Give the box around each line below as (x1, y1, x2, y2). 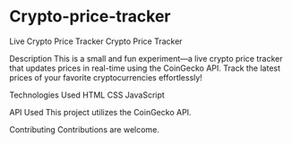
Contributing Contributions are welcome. (9, 123, 159, 135)
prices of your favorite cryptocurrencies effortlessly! (9, 72, 203, 82)
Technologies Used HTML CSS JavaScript (9, 89, 166, 100)
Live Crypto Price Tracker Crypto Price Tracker (9, 36, 183, 47)
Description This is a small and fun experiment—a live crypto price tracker (9, 53, 283, 64)
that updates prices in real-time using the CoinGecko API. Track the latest (9, 63, 280, 73)
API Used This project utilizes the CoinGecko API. (9, 106, 192, 117)
